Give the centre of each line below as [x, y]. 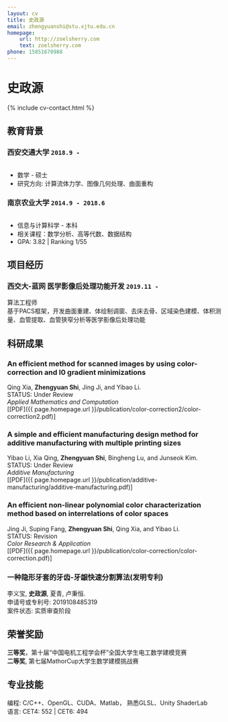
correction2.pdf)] [32, 417]
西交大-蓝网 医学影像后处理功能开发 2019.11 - [83, 287]
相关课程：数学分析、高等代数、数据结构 [74, 234]
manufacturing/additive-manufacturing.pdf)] [70, 487]
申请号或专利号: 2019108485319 [52, 602]
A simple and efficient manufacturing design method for [103, 435]
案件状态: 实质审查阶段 [39, 611]
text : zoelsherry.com [50, 45]
